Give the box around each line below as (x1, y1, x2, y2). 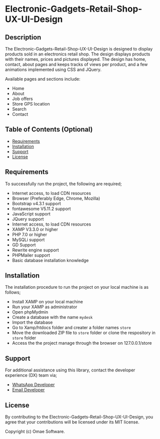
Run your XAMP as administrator (12, 304, 78, 310)
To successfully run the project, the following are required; (5, 181, 122, 187)
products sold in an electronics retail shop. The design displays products (5, 51, 150, 57)
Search (12, 106, 27, 112)
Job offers (12, 96, 33, 102)
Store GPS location (12, 101, 50, 106)
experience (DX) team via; (5, 372, 57, 378)
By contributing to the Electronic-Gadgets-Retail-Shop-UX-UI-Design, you (5, 414, 154, 420)
